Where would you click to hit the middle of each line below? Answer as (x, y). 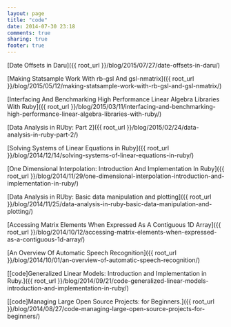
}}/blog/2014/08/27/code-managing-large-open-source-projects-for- (106, 309)
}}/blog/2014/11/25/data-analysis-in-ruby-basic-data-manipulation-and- (110, 204)
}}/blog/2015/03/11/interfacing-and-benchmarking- (143, 107)
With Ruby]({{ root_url (38, 107)
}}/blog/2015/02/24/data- (163, 127)
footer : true (26, 46)
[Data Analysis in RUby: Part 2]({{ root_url (66, 127)
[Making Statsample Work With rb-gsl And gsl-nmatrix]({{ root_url (101, 79)
